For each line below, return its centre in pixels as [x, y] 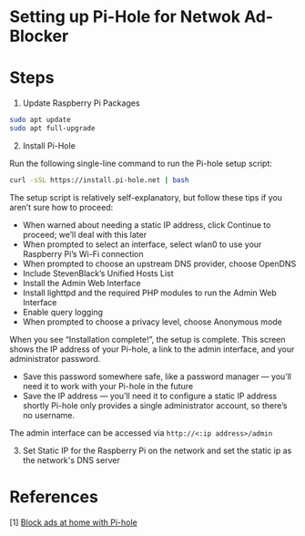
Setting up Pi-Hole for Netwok [125, 17]
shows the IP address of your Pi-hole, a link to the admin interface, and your [152, 349]
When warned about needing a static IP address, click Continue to [147, 224]
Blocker [39, 36]
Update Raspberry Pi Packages [81, 103]
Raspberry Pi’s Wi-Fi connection [83, 253]
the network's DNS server [71, 460]
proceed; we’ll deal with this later [85, 234]
